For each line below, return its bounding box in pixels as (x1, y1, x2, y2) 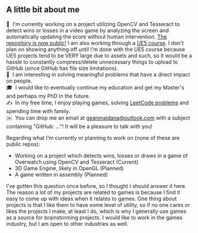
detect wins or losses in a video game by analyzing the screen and (6, 27, 169, 34)
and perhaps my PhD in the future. (6, 92, 91, 100)
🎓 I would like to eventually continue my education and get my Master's (6, 84, 185, 91)
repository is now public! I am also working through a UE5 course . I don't (6, 39, 184, 46)
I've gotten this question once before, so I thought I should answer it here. (6, 182, 187, 189)
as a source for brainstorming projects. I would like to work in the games (6, 213, 183, 221)
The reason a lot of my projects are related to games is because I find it (6, 189, 181, 196)
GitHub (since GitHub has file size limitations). (6, 65, 119, 72)
